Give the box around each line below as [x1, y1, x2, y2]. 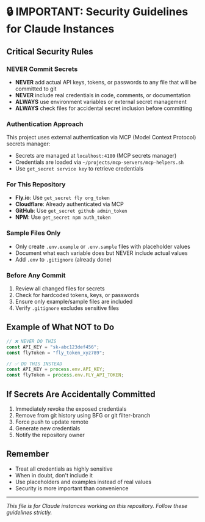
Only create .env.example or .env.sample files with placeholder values [15, 243, 190, 250]
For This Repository [6, 180, 66, 189]
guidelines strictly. [6, 509, 52, 516]
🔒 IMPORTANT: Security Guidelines [6, 5, 189, 19]
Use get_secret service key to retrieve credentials [15, 165, 143, 172]
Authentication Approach [6, 120, 84, 128]
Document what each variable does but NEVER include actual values [15, 249, 188, 257]
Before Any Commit [6, 271, 66, 279]
